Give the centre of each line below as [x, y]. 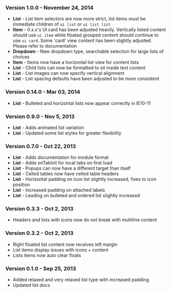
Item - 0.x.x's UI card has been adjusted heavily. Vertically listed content [89, 30]
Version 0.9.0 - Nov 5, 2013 [40, 116]
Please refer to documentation [45, 46]
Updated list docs [31, 285]
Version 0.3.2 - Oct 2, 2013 [39, 233]
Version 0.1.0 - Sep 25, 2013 [41, 268]
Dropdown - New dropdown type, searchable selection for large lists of [88, 51]
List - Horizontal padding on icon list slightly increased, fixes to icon [84, 179]
